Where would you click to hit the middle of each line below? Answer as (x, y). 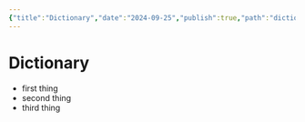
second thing (46, 97)
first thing (40, 88)
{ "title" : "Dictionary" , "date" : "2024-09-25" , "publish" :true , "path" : (139, 18)
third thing (41, 107)
